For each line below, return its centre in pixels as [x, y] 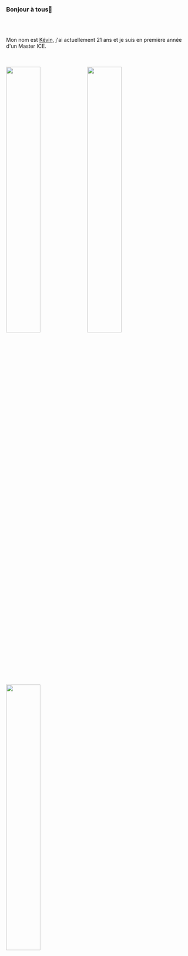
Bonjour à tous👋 [29, 9]
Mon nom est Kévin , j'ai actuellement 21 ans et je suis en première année [94, 40]
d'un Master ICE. [26, 46]
